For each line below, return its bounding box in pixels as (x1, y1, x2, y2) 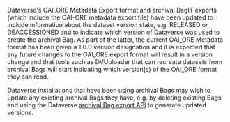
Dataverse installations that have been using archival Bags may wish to (7, 86, 211, 94)
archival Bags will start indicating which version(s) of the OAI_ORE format (7, 66, 217, 73)
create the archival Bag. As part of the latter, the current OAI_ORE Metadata (7, 36, 224, 44)
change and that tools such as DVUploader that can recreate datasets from (7, 58, 223, 66)
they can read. (7, 73, 49, 81)
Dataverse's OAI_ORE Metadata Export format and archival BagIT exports (7, 6, 217, 14)
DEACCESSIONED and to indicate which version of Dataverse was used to (7, 28, 220, 36)
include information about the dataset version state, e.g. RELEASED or (7, 21, 208, 29)
